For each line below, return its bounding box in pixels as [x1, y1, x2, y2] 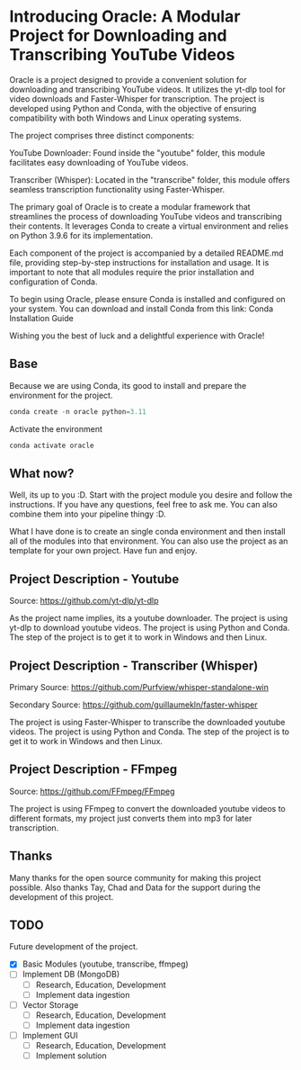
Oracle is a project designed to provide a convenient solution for [9, 74, 247, 85]
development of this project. [9, 891, 114, 902]
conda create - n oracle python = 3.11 [9, 407, 146, 416]
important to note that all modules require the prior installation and [9, 266, 254, 277]
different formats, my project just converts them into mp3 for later [9, 813, 252, 823]
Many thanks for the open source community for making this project [9, 872, 261, 883]
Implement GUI [22, 1030, 78, 1040]
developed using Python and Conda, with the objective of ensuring [9, 103, 257, 113]
